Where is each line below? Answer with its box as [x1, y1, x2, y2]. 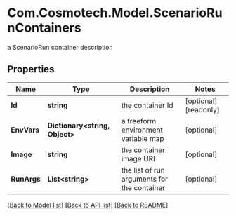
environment [121, 125, 163, 135]
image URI [121, 154, 156, 163]
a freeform [121, 116, 157, 126]
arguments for [121, 174, 169, 184]
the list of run [121, 165, 165, 175]
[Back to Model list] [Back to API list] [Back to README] [7, 201, 169, 209]
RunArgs [11, 174, 41, 184]
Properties [7, 63, 55, 75]
